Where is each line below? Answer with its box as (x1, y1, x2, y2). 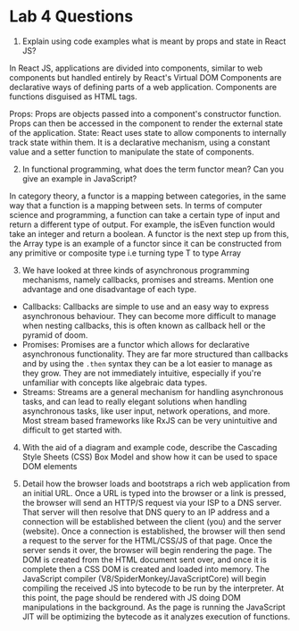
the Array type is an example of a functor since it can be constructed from (9, 238, 282, 248)
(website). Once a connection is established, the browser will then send (21, 526, 286, 536)
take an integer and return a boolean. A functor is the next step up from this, (9, 228, 290, 239)
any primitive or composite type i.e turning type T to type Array (9, 248, 242, 258)
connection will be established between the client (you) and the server (21, 516, 282, 526)
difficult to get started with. (21, 425, 122, 435)
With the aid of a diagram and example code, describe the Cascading (21, 442, 278, 452)
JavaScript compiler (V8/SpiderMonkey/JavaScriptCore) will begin (21, 573, 267, 584)
